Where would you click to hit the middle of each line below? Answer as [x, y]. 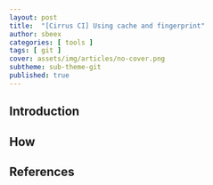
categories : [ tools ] [51, 42]
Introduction [45, 112]
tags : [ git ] [36, 51]
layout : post [33, 17]
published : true [39, 76]
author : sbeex [36, 34]
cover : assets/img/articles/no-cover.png [87, 59]
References [42, 171]
